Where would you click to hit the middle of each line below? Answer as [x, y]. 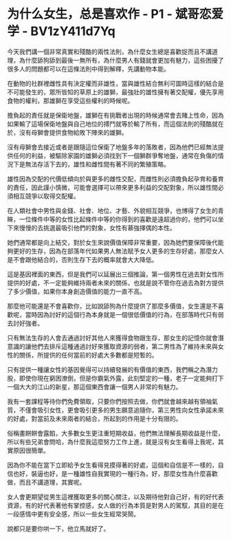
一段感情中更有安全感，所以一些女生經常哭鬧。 [73, 514]
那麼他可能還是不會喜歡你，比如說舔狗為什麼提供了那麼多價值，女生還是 [109, 306]
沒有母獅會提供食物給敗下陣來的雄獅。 [73, 132]
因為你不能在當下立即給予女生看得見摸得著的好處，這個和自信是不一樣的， [112, 465]
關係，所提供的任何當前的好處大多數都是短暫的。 [88, 355]
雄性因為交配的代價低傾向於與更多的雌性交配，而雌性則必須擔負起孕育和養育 [115, 179]
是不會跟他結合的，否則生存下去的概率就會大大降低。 [82, 259]
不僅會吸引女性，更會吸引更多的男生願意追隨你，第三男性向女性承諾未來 [121, 410]
